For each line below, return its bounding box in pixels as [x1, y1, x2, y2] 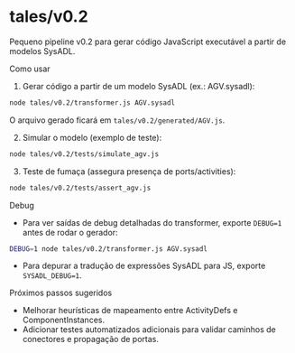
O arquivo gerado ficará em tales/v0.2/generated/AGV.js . [9, 115, 226, 125]
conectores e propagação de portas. [22, 334, 160, 345]
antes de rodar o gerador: [22, 227, 119, 237]
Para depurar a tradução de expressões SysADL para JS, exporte [22, 260, 266, 272]
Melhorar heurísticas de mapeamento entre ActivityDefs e [22, 305, 238, 316]
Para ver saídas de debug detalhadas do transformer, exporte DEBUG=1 [22, 217, 282, 228]
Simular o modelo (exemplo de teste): [22, 132, 162, 143]
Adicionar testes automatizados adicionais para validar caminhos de [22, 324, 277, 335]
